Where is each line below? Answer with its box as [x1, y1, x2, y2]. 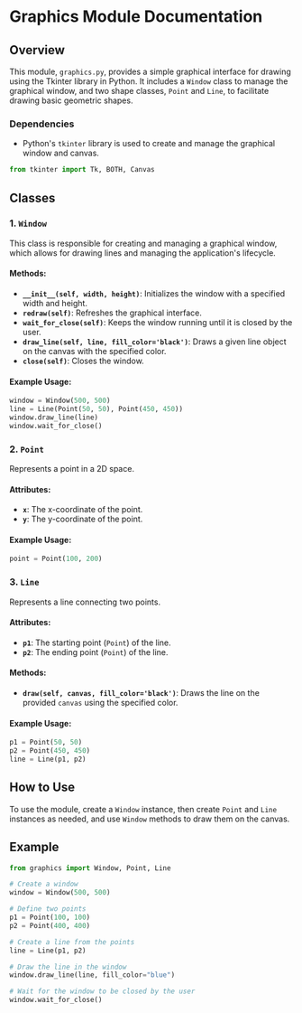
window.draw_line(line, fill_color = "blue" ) [9, 971, 176, 980]
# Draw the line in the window [9, 962, 127, 971]
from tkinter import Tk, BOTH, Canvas [9, 165, 155, 174]
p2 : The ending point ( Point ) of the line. [22, 646, 169, 657]
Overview [9, 42, 66, 58]
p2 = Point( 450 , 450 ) [9, 746, 91, 755]
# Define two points [9, 905, 87, 914]
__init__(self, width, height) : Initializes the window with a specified [22, 288, 286, 299]
